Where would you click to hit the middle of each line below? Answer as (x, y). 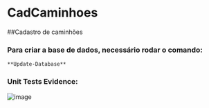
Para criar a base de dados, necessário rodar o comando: (105, 50)
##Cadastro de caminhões (45, 32)
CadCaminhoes (53, 13)
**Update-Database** (37, 64)
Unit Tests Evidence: (43, 82)
